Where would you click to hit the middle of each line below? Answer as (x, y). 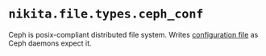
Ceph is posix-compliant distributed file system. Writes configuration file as (133, 34)
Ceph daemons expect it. (50, 43)
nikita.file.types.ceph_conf (106, 14)
